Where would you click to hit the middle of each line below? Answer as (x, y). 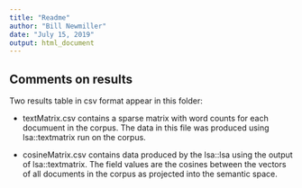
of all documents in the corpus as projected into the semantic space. (150, 174)
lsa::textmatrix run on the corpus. (84, 138)
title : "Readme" (40, 18)
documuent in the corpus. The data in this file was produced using (146, 128)
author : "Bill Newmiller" (58, 26)
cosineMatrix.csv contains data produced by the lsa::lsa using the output (157, 155)
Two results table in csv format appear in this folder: (106, 101)
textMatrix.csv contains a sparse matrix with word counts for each (145, 119)
